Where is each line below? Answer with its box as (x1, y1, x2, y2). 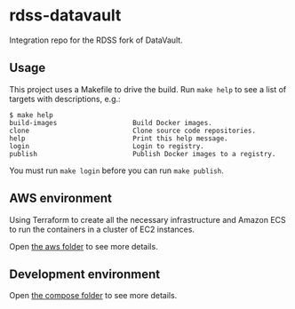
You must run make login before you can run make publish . (9, 165, 224, 176)
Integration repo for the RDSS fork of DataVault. (9, 35, 184, 45)
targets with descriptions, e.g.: (9, 93, 122, 104)
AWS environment (9, 191, 113, 206)
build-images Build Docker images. (9, 118, 213, 127)
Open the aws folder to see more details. (9, 241, 158, 251)
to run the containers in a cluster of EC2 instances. (9, 224, 195, 234)
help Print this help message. (9, 134, 228, 143)
